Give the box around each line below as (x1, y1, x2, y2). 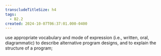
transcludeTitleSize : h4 (5, 7, 56, 12)
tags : (5, 12, 16, 17)
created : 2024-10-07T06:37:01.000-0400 (5, 21, 88, 26)
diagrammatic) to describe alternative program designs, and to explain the (5, 40, 157, 46)
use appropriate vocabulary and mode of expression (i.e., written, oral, (5, 35, 150, 41)
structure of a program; (5, 45, 53, 51)
